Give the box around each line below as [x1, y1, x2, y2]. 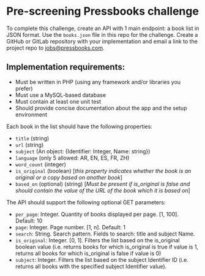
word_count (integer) [15, 161, 66, 168]
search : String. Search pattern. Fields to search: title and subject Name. [15, 230, 195, 237]
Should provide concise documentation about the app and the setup [15, 104, 187, 112]
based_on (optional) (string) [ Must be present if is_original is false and [15, 180, 190, 188]
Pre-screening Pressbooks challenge [6, 4, 199, 18]
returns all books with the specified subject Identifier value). [15, 263, 167, 270]
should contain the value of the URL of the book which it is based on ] [15, 186, 191, 194]
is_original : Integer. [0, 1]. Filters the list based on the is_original [15, 236, 180, 243]
